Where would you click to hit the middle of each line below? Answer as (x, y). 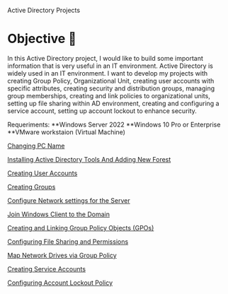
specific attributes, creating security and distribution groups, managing (111, 88)
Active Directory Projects (44, 10)
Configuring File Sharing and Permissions (68, 241)
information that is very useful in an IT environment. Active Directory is (110, 66)
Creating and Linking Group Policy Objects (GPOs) (81, 228)
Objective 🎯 (42, 39)
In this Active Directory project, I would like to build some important (106, 58)
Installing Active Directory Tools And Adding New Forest (89, 159)
